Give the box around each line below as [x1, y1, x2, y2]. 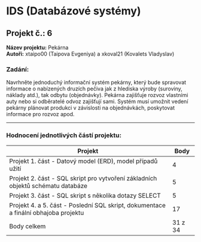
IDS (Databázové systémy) [6, 4, 142, 18]
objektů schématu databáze [9, 181, 88, 190]
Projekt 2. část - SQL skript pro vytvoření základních [9, 174, 157, 182]
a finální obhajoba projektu [9, 208, 84, 217]
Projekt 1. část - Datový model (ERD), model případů [9, 157, 158, 165]
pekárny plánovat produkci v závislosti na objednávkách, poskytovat [6, 104, 175, 111]
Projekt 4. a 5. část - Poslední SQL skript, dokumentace [9, 201, 166, 209]
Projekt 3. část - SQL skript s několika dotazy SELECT [9, 191, 162, 199]
